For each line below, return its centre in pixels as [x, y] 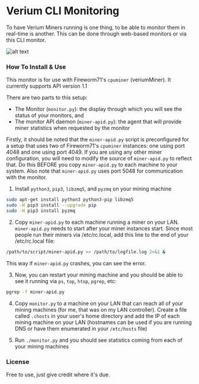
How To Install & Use [36, 66]
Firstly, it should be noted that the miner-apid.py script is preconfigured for [98, 139]
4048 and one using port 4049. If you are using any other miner [84, 152]
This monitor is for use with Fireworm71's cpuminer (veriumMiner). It [89, 80]
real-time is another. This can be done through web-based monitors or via [97, 33]
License [18, 361]
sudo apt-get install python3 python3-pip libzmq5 [70, 200]
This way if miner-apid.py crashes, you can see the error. [76, 263]
